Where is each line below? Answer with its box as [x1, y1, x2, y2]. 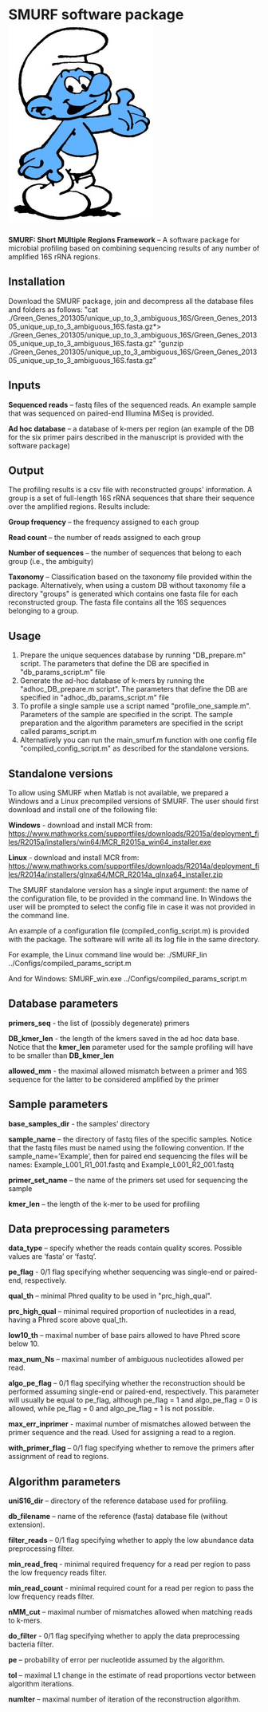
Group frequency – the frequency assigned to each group [8, 517, 199, 527]
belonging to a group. [8, 606, 80, 616]
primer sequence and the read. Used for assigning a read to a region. [8, 1428, 236, 1438]
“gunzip [158, 338, 183, 348]
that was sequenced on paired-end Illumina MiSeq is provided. [8, 408, 215, 418]
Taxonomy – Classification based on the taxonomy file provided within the [8, 572, 253, 582]
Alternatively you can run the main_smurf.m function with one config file [19, 736, 258, 745]
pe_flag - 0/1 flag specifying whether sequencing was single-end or [8, 1267, 232, 1277]
